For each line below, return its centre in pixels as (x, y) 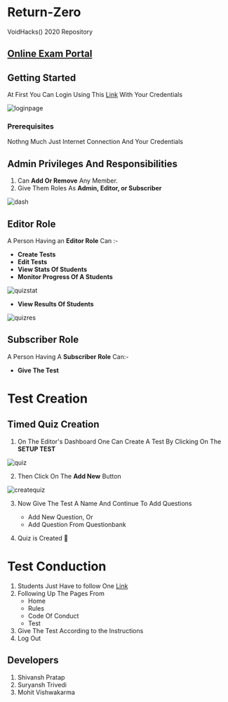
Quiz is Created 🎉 (43, 538)
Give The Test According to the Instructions (80, 630)
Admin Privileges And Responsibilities (92, 163)
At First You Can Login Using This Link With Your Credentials (95, 95)
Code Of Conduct (53, 616)
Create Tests (36, 254)
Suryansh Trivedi (42, 684)
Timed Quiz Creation (53, 425)
